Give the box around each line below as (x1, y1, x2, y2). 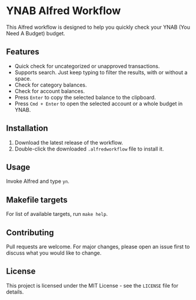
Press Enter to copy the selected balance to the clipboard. (14, 94, 156, 101)
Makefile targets (6, 195, 68, 205)
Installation (6, 124, 48, 134)
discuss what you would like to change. (6, 249, 102, 256)
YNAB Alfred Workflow (6, 4, 121, 18)
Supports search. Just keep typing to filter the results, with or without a (14, 69, 188, 76)
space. (14, 75, 31, 82)
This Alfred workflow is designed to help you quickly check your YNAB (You (6, 24, 190, 31)
